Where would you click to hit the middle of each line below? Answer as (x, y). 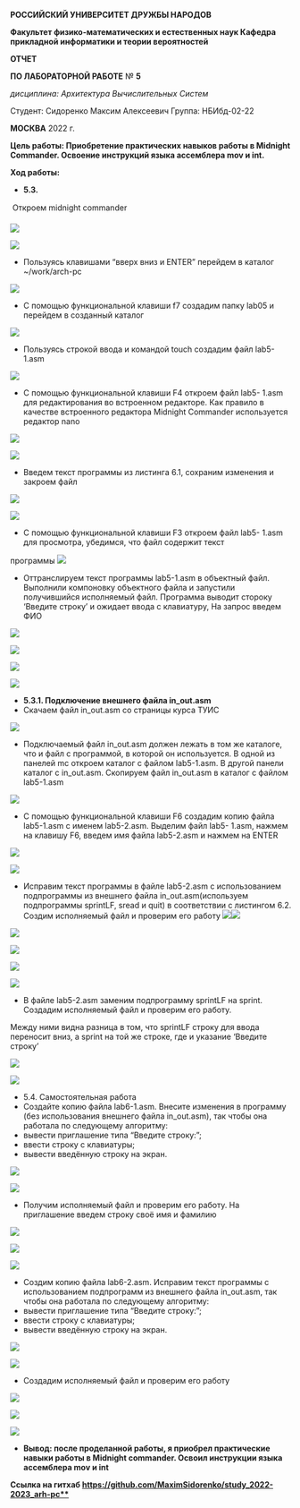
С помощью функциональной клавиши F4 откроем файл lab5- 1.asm (153, 393)
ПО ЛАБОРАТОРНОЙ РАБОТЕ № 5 (75, 76)
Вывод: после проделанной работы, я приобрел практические (146, 1448)
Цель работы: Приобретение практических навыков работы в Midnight (150, 145)
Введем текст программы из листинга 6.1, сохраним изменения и (149, 472)
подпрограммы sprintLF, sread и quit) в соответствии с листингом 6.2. (157, 905)
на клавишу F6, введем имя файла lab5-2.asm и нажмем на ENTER (150, 835)
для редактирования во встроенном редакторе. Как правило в (143, 402)
